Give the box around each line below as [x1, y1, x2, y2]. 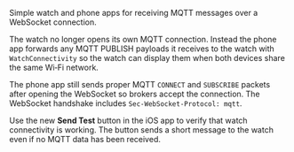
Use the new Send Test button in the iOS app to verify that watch [9, 115, 248, 125]
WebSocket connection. [9, 17, 98, 27]
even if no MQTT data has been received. [9, 134, 162, 144]
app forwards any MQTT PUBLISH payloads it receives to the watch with [9, 43, 275, 54]
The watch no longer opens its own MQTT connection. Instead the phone [9, 34, 277, 44]
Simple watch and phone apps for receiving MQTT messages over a [9, 8, 258, 18]
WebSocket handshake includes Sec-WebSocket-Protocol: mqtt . [9, 98, 242, 109]
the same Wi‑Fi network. [9, 62, 99, 72]
